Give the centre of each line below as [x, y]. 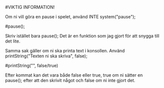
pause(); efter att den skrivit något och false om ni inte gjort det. [70, 80]
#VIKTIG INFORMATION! [30, 7]
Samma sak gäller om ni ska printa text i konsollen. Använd [65, 51]
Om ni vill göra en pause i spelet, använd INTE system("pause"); [70, 17]
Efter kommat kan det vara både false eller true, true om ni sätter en [74, 75]
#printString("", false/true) [32, 66]
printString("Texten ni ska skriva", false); [46, 56]
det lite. [13, 41]
